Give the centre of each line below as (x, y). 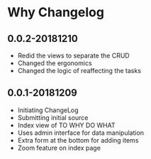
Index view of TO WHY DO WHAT (66, 125)
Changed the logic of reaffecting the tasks (79, 71)
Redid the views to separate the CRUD (73, 55)
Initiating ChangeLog (48, 110)
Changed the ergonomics (55, 63)
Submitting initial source (53, 117)
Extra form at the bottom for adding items (78, 140)
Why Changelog (56, 12)
